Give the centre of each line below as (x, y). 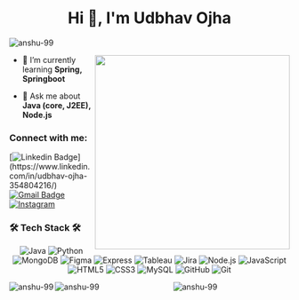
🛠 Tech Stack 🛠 (45, 228)
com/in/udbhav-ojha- (48, 176)
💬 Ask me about (51, 96)
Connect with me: (48, 138)
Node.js (37, 114)
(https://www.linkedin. (50, 167)
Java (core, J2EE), (57, 105)
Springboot (44, 78)
